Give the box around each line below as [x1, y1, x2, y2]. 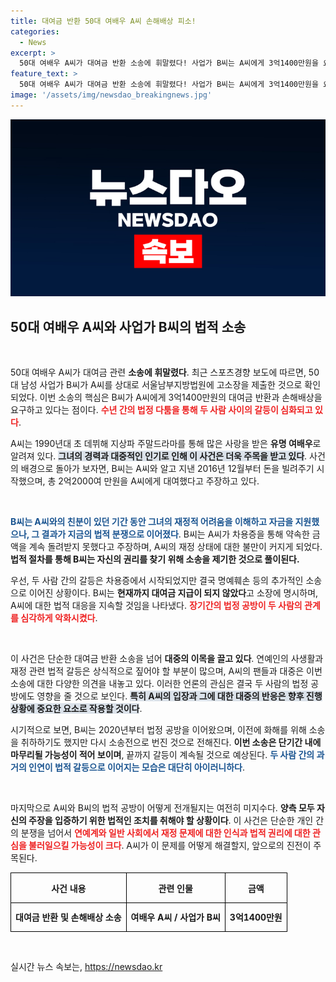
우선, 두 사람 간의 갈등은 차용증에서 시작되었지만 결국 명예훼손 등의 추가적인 [10, 575, 304, 587]
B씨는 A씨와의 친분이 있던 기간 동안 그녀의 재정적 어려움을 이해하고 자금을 [10, 516, 294, 528]
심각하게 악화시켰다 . [20, 612, 98, 624]
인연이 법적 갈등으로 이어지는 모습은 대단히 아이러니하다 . [28, 761, 246, 774]
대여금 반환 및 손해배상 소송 [15, 911, 122, 923]
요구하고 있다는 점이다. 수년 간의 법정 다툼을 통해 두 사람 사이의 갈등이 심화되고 [10, 404, 313, 416]
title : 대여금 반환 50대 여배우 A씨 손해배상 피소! [10, 16, 197, 26]
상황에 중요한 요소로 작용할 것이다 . [10, 703, 143, 715]
